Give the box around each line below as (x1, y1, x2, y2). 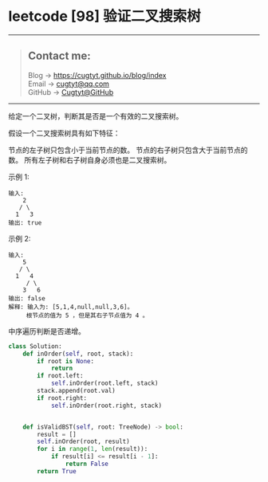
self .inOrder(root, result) (37, 437, 130, 446)
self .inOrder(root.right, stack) (50, 402, 162, 410)
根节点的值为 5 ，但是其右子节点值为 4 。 (26, 312, 149, 319)
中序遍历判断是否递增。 (8, 326, 85, 335)
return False (65, 460, 109, 468)
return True (37, 467, 77, 475)
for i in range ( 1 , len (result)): (37, 445, 148, 453)
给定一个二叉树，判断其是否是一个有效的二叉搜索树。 (8, 111, 183, 120)
